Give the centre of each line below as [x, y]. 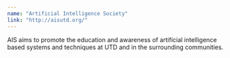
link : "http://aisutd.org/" [48, 20]
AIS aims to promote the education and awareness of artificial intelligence [112, 39]
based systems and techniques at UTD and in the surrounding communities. [115, 47]
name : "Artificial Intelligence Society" [68, 13]
